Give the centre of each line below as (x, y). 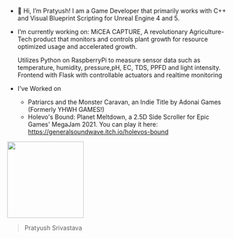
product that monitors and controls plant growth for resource (121, 39)
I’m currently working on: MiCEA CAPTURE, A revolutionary (103, 32)
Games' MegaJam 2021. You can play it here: (93, 124)
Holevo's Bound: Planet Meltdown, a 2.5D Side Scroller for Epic (118, 117)
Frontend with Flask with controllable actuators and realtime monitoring (120, 75)
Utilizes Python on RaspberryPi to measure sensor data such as (109, 60)
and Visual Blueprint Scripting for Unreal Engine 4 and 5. (98, 18)
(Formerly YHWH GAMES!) (66, 109)
